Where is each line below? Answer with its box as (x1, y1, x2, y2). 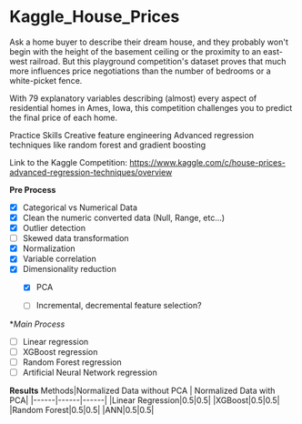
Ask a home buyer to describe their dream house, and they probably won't (9, 36, 289, 47)
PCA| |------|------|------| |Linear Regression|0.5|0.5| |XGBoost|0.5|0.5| (9, 394, 280, 406)
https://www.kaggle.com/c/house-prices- (129, 156, 287, 167)
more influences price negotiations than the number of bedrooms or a (9, 66, 271, 76)
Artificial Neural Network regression (22, 367, 157, 378)
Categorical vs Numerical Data (22, 202, 138, 213)
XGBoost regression (22, 346, 98, 357)
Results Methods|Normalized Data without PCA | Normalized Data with (9, 385, 276, 396)
